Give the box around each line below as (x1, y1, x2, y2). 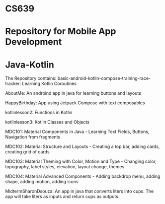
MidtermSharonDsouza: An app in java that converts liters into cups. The (5, 188, 154, 194)
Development (5, 36, 62, 48)
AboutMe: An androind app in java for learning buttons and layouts (5, 90, 142, 96)
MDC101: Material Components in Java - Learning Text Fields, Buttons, (5, 129, 150, 135)
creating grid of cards (5, 149, 50, 155)
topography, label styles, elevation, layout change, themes (5, 164, 125, 170)
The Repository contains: (5, 75, 57, 81)
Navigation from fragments (5, 134, 61, 140)
